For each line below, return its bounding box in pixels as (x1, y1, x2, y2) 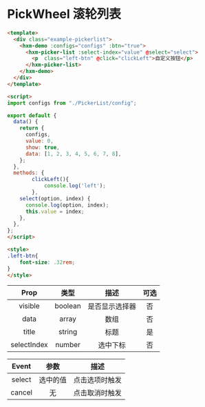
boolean (54, 301, 81, 311)
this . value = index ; (25, 208, 85, 215)
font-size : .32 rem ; (19, 259, 76, 266)
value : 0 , (25, 138, 54, 145)
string (58, 327, 78, 337)
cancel (10, 388, 33, 397)
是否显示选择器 (87, 302, 136, 311)
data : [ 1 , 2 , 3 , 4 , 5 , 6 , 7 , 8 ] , (25, 150, 122, 157)
